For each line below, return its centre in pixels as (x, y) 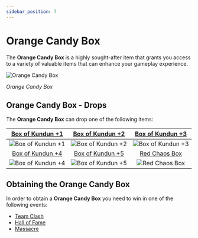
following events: (27, 205)
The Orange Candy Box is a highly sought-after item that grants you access (98, 57)
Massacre (27, 229)
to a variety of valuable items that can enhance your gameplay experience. (97, 63)
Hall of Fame (30, 223)
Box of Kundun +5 (99, 153)
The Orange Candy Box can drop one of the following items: (80, 120)
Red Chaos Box (161, 153)
